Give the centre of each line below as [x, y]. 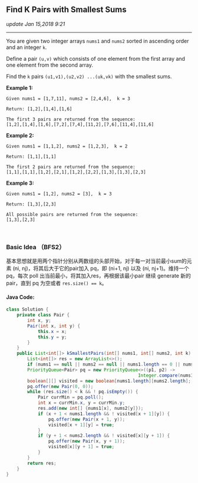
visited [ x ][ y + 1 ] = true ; [81, 447]
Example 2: [20, 135]
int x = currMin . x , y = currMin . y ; [81, 403]
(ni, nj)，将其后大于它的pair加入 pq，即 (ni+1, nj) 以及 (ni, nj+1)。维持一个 [101, 269]
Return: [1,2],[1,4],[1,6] [39, 109]
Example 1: [20, 87]
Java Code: [20, 297]
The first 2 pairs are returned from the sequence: [71, 167]
